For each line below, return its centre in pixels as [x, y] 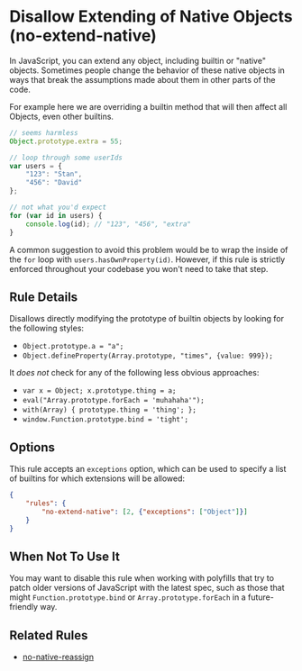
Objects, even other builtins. [62, 116]
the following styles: [46, 328]
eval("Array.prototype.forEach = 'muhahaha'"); [113, 401]
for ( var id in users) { [56, 215]
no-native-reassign [58, 657]
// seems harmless [44, 132]
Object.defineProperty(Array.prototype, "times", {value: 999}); [147, 356]
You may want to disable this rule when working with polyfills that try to [142, 578]
